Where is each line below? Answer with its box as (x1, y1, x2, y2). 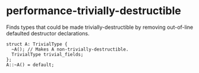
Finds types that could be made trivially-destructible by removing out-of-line (6, 24, 194, 31)
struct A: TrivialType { (6, 41, 68, 47)
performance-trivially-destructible (6, 4, 181, 18)
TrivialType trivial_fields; (11, 51, 84, 57)
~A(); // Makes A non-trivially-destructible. (11, 46, 129, 52)
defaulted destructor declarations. (6, 29, 90, 36)
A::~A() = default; (6, 62, 55, 68)
